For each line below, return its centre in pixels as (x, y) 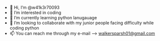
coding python (24, 28)
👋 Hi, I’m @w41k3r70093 (34, 7)
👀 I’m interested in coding (35, 13)
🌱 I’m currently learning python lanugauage (53, 18)
